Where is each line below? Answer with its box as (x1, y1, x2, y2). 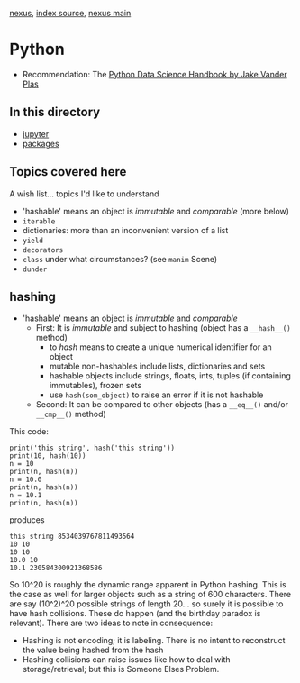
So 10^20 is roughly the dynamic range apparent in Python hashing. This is (9, 579, 286, 590)
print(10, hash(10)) (9, 451, 87, 460)
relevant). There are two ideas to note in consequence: (9, 617, 214, 629)
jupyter (22, 128, 50, 139)
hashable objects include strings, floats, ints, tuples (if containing (49, 370, 291, 381)
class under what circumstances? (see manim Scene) (22, 253, 218, 264)
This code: (9, 426, 50, 437)
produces (9, 515, 45, 525)
